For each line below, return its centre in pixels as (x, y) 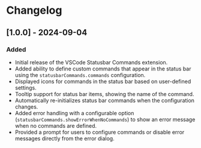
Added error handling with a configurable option (74, 113)
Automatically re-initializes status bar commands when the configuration (105, 100)
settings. (26, 88)
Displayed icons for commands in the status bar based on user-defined (103, 81)
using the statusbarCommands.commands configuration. (80, 75)
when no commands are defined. (56, 125)
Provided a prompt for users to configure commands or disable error (100, 132)
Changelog (34, 10)
